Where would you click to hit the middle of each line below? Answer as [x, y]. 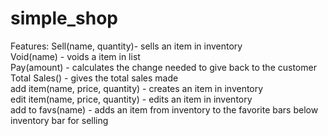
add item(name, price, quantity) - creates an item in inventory [137, 88]
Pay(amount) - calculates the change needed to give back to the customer [163, 67]
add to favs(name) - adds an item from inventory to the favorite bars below [164, 109]
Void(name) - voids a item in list [75, 56]
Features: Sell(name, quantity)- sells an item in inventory [126, 46]
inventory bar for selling [59, 120]
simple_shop [64, 18]
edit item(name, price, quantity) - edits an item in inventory [131, 99]
